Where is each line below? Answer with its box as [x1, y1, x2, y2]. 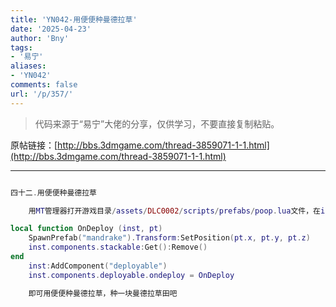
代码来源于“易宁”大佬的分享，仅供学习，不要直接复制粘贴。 [34, 117, 280, 130]
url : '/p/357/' [10, 89, 74, 99]
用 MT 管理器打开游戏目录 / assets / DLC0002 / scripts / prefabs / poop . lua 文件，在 [28, 206, 321, 216]
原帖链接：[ [10, 139, 58, 151]
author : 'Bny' [10, 33, 70, 43]
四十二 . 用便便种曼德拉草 [10, 187, 97, 198]
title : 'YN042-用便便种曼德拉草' [10, 14, 138, 25]
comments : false [10, 80, 78, 90]
